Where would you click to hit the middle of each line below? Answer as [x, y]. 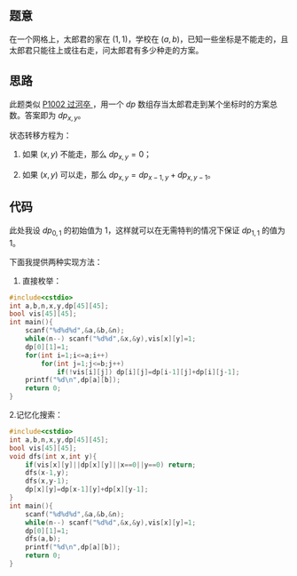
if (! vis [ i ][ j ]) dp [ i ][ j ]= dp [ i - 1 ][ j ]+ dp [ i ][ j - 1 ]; [148, 372]
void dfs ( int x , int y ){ [53, 456]
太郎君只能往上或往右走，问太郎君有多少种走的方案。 [106, 50]
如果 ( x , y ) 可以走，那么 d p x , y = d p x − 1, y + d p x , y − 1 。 [118, 176]
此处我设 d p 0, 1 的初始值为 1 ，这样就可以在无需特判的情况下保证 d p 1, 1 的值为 [147, 231]
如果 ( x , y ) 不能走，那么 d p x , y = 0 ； [87, 156]
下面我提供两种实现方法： [56, 261]
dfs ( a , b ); [43, 539]
